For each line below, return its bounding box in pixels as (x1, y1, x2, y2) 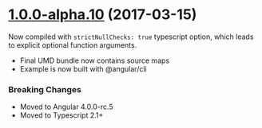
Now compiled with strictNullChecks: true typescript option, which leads (8, 32, 254, 41)
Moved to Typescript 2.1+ (19, 111, 104, 120)
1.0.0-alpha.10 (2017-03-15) (8, 6, 197, 24)
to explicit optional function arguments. (8, 40, 137, 49)
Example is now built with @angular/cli (19, 64, 147, 73)
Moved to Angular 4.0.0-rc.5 (19, 102, 113, 112)
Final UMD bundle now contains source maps (19, 56, 170, 65)
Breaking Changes (8, 83, 82, 95)
